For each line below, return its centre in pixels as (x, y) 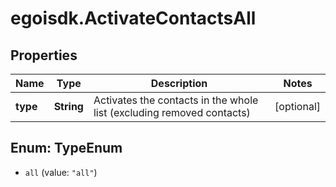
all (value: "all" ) (61, 172)
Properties (44, 55)
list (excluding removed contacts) (172, 112)
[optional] (297, 106)
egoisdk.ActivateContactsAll (133, 18)
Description (179, 83)
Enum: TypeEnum (66, 148)
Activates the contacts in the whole (176, 100)
